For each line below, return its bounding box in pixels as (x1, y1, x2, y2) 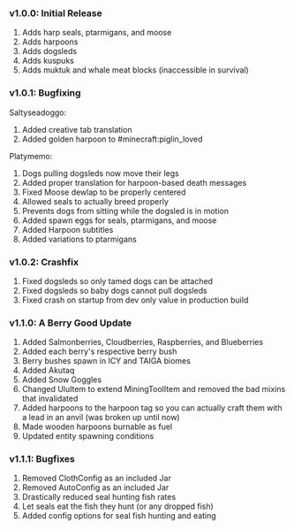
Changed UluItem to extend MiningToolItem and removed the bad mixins (21, 384, 286, 395)
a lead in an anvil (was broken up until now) (21, 412, 180, 423)
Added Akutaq (21, 365, 75, 376)
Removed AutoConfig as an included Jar (21, 482, 170, 493)
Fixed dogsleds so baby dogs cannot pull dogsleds (21, 285, 207, 296)
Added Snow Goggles (21, 374, 102, 385)
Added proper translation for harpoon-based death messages (21, 177, 247, 188)
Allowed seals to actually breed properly (21, 196, 170, 206)
